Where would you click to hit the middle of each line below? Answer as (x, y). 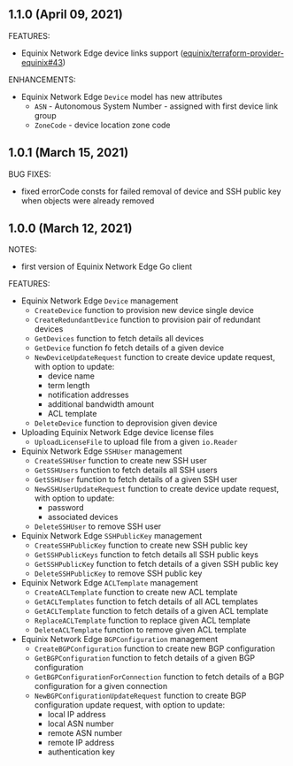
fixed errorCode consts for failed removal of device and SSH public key (151, 191)
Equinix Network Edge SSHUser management (101, 451)
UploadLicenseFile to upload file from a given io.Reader (136, 442)
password (66, 508)
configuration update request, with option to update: (130, 705)
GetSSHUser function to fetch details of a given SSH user (136, 479)
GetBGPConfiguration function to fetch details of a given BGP (145, 658)
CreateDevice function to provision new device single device (144, 310)
